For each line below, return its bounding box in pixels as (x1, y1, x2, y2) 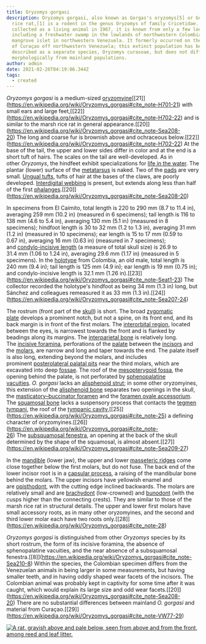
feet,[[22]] (58, 108, 85, 115)
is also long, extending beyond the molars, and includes (6, 353, 147, 361)
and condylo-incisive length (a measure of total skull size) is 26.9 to (6, 243, 178, 251)
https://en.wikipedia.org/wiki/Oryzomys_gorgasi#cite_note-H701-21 (8, 101, 179, 108)
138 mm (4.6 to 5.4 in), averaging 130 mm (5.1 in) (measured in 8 (6, 218, 169, 225)
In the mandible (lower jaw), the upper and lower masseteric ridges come (6, 457, 191, 464)
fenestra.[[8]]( (6, 554, 42, 561)
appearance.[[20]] (103, 120, 150, 128)
